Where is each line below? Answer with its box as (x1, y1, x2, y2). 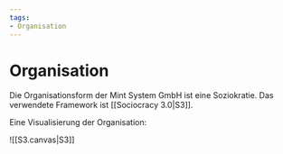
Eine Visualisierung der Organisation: (9, 117, 147, 128)
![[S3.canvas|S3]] (9, 134, 75, 145)
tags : (9, 13, 30, 23)
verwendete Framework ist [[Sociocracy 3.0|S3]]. (9, 100, 193, 111)
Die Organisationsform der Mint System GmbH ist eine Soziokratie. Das (9, 90, 274, 101)
